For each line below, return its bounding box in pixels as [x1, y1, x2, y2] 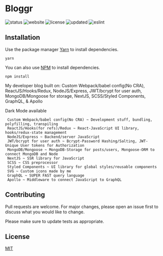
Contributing [5, 191, 45, 199]
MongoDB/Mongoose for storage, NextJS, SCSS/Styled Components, [5, 93, 146, 99]
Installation [5, 33, 40, 42]
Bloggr [5, 3, 33, 14]
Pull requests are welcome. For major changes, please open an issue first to [5, 204, 159, 209]
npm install [5, 74, 29, 79]
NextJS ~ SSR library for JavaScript [7, 155, 84, 161]
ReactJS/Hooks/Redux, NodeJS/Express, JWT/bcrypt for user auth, [5, 88, 142, 94]
